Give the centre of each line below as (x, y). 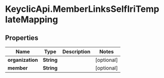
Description (76, 52)
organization (23, 60)
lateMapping (32, 19)
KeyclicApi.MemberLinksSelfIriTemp (82, 9)
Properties (22, 38)
